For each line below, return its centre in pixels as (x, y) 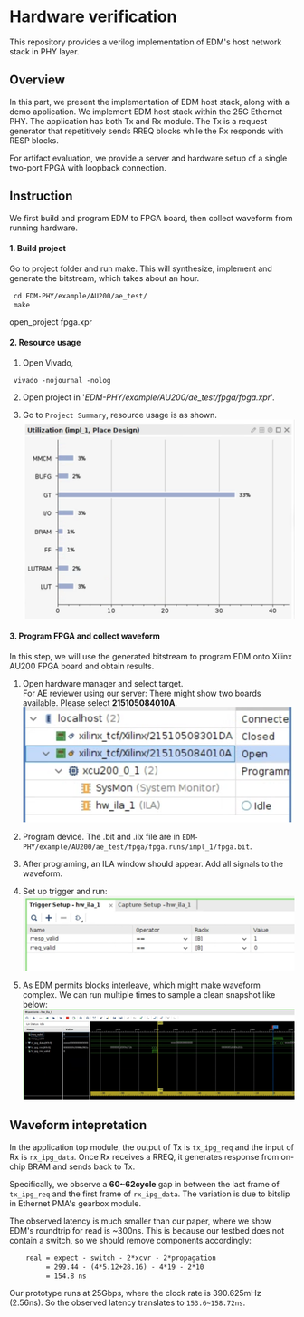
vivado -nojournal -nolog (62, 380)
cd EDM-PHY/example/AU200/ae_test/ (80, 296)
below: (35, 1005)
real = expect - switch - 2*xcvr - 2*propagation (121, 1258)
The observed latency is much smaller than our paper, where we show (140, 1221)
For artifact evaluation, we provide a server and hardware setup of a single (148, 158)
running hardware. (44, 228)
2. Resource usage (45, 343)
